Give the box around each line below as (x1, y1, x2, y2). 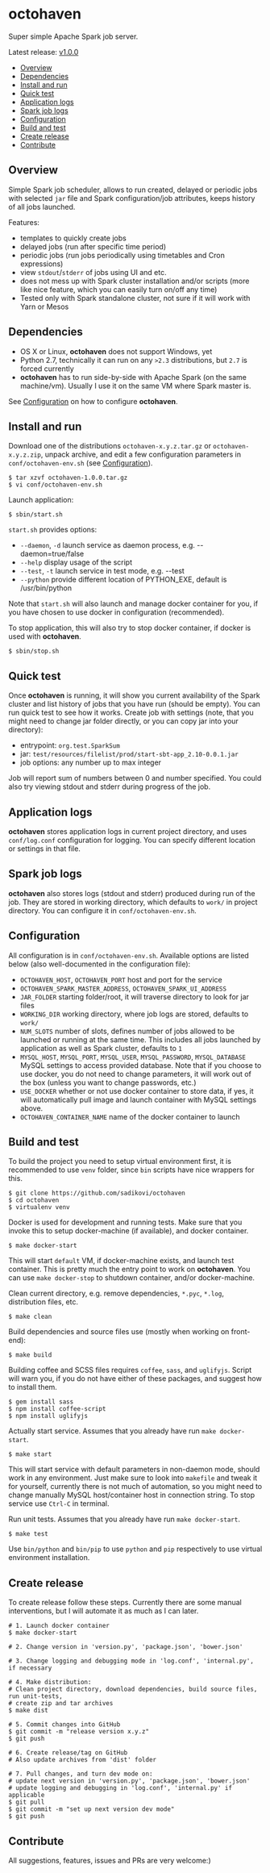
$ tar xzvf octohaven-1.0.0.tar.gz (8, 473, 128, 482)
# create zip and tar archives (8, 1700, 114, 1708)
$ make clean (8, 1312, 52, 1321)
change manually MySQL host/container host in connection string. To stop (8, 1490, 255, 1500)
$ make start (8, 1450, 52, 1458)
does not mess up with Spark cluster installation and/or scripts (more (19, 276, 250, 286)
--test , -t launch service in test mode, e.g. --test (19, 566, 185, 576)
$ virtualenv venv (8, 1203, 70, 1212)
